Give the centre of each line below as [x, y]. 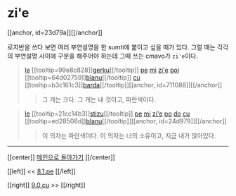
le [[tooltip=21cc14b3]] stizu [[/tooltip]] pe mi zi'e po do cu [107, 114]
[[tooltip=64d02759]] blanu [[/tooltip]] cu [82, 77]
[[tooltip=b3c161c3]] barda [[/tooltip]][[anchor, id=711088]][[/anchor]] [123, 85]
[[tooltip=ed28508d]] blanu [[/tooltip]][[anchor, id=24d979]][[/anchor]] [125, 121]
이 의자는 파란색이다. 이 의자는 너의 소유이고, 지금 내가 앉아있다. [129, 135]
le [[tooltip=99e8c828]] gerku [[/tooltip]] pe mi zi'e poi [102, 70]
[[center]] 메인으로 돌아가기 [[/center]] [61, 157]
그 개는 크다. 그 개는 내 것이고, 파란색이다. [99, 99]
